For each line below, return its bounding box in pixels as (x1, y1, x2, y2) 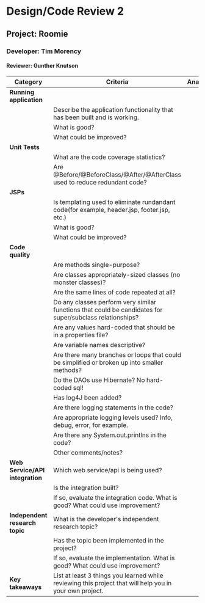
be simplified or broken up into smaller (53, 358, 164, 367)
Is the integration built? (53, 483, 119, 492)
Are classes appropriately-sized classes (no (53, 270, 181, 279)
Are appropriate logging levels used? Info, (53, 413, 173, 422)
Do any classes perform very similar (53, 298, 157, 306)
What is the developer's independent (53, 514, 159, 523)
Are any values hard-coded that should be (53, 323, 175, 331)
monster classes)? (53, 278, 106, 287)
